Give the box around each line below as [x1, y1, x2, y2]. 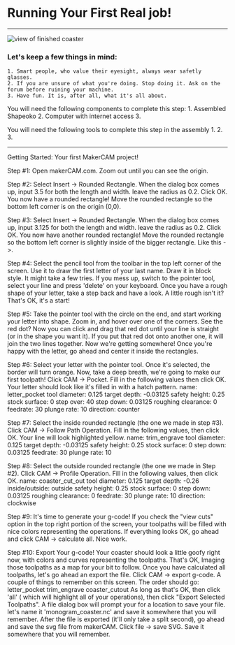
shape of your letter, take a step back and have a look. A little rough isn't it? [7, 289, 225, 298]
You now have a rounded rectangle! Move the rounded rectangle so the [7, 195, 213, 203]
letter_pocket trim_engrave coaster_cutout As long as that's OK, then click [7, 586, 220, 594]
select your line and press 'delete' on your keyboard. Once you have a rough [7, 282, 228, 290]
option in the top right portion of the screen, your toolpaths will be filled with [7, 520, 227, 528]
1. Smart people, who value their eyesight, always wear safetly [7, 68, 201, 75]
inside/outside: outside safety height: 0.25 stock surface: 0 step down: [7, 484, 211, 493]
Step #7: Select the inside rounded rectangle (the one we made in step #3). [7, 419, 224, 427]
